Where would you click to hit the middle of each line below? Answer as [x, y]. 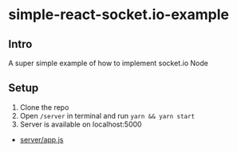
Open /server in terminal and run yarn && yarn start [107, 115]
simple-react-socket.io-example [119, 15]
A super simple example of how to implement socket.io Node [109, 63]
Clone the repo [44, 107]
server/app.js [41, 139]
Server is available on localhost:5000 [81, 124]
